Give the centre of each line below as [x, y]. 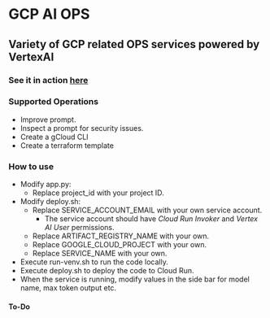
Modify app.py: [46, 185]
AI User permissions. [79, 228]
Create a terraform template [67, 145]
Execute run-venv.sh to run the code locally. [94, 262]
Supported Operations [54, 102]
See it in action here [48, 80]
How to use [31, 166]
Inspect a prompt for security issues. [82, 128]
